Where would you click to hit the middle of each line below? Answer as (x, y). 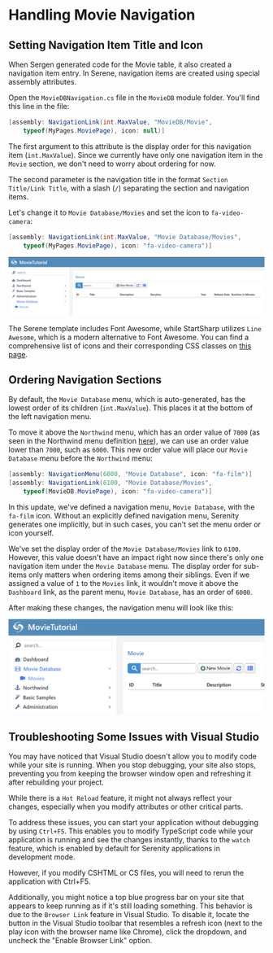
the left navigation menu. (50, 417)
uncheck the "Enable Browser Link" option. (80, 941)
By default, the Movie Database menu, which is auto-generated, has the (127, 400)
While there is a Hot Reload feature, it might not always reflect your (120, 798)
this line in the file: (39, 106)
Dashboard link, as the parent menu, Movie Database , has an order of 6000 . (131, 592)
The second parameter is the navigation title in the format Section (118, 179)
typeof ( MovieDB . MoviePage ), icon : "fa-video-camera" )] (118, 492)
